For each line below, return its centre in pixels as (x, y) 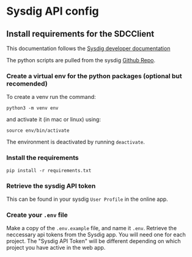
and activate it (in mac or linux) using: (54, 120)
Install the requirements (42, 158)
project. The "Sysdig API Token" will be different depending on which (94, 241)
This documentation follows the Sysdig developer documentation (88, 48)
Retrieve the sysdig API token (51, 186)
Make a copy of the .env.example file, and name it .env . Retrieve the (92, 228)
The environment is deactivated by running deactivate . (76, 142)
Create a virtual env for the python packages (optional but (94, 76)
